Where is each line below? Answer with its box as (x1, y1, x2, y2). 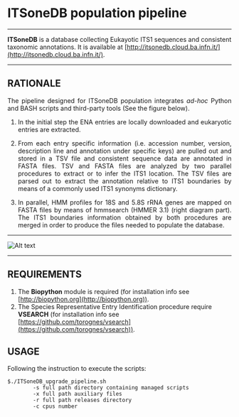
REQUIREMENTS (7, 269, 82, 281)
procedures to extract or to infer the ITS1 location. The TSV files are (17, 169, 232, 178)
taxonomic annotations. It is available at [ (7, 43, 127, 51)
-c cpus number (33, 403, 78, 410)
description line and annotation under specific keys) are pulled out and (17, 146, 232, 155)
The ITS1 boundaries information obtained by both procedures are (17, 213, 232, 222)
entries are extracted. (17, 125, 81, 134)
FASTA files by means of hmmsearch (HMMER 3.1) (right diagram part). (17, 205, 232, 214)
